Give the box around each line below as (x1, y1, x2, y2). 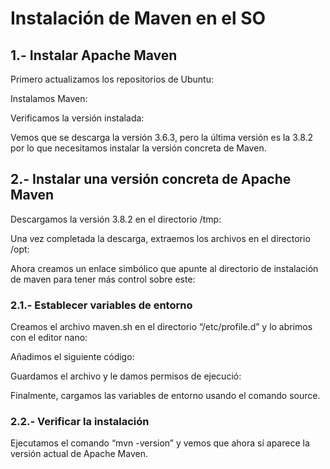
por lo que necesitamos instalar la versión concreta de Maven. (10, 142, 267, 154)
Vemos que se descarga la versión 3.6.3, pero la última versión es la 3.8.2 (10, 132, 314, 143)
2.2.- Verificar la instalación (10, 415, 150, 429)
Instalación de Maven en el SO (10, 7, 267, 30)
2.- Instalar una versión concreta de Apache (10, 171, 292, 188)
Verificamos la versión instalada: (10, 112, 145, 124)
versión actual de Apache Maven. (10, 448, 148, 460)
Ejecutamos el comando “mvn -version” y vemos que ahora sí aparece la (10, 437, 310, 449)
